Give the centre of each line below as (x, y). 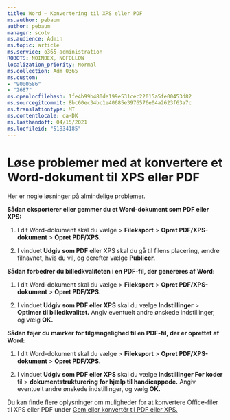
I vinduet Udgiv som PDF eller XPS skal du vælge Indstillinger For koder (120, 375)
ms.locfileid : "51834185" (44, 129)
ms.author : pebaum (33, 20)
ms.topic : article (33, 45)
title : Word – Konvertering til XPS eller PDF (75, 13)
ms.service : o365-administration (55, 52)
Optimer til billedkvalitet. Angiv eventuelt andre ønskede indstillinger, (116, 313)
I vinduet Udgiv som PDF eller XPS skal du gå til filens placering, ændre (118, 251)
